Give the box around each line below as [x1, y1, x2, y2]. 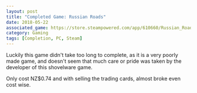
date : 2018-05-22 [6, 19, 49, 25]
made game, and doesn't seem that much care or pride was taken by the [6, 58, 182, 65]
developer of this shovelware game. [6, 64, 93, 70]
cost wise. [6, 81, 31, 88]
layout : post [6, 8, 38, 15]
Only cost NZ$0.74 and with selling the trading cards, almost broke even [6, 75, 181, 82]
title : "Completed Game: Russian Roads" [6, 14, 107, 20]
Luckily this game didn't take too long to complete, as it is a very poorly [6, 52, 179, 58]
